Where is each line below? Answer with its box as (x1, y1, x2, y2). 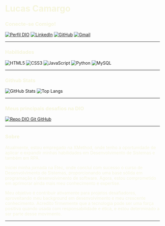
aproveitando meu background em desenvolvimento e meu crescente (5, 195, 146, 201)
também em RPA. (5, 155, 40, 161)
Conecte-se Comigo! (5, 21, 56, 28)
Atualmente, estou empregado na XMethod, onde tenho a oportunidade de (5, 144, 156, 151)
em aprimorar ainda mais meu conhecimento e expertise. (5, 180, 121, 186)
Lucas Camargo (5, 3, 71, 14)
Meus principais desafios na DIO (5, 105, 84, 112)
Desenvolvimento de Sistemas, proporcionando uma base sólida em (5, 170, 143, 176)
